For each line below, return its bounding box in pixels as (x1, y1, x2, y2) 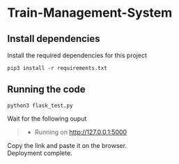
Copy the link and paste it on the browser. (7, 141, 127, 149)
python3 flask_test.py (7, 102, 73, 109)
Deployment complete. (7, 149, 72, 157)
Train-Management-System (7, 5, 173, 21)
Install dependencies (7, 33, 100, 45)
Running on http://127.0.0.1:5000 (34, 128, 127, 136)
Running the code (7, 84, 86, 96)
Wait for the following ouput (7, 114, 87, 123)
